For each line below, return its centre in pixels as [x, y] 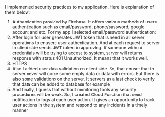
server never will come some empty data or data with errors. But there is [85, 74]
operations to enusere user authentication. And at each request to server [86, 43]
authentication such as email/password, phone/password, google [78, 27]
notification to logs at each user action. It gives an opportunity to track [83, 100]
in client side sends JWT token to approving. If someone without [77, 48]
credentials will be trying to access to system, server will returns [77, 53]
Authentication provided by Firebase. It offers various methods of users [84, 22]
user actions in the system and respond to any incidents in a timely [80, 105]
